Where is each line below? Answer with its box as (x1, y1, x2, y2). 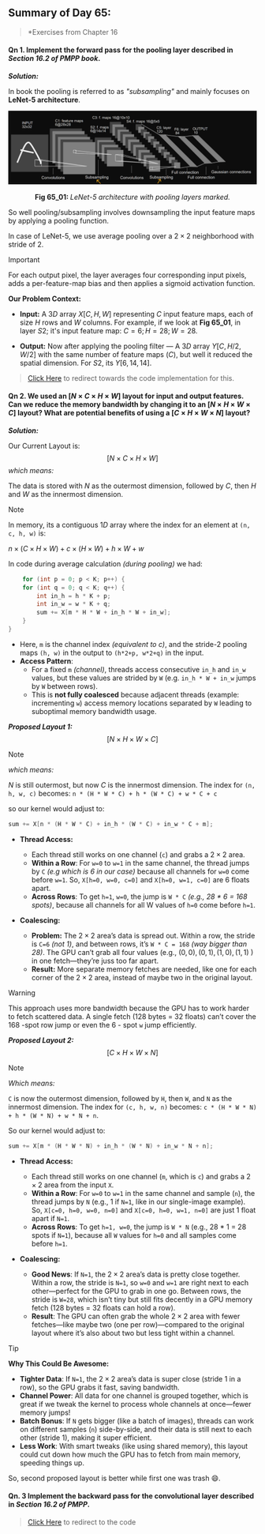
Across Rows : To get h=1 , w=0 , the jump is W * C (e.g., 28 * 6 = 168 (31, 892, 248, 901)
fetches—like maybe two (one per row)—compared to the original (31, 1319, 244, 1329)
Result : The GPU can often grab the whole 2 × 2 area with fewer (31, 1311, 241, 1321)
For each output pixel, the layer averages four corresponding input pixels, (8, 270, 247, 280)
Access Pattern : (19, 656, 73, 666)
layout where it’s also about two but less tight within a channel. (31, 1328, 235, 1337)
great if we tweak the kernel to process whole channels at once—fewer (19, 1399, 252, 1408)
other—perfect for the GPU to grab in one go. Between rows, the (31, 1286, 242, 1295)
